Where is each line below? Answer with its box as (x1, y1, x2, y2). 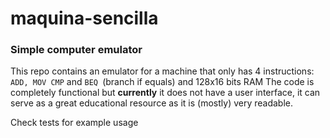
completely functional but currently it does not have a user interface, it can (10, 87, 321, 99)
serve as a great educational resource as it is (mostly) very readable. (10, 97, 294, 109)
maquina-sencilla (10, 7, 159, 30)
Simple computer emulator (10, 43, 143, 57)
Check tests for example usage (10, 117, 139, 129)
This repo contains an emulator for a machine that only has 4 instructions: (10, 65, 315, 77)
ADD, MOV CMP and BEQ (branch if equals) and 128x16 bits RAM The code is (10, 76, 315, 88)
